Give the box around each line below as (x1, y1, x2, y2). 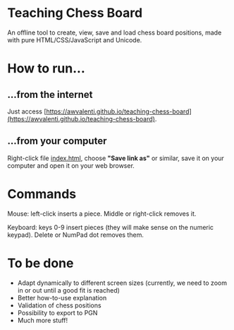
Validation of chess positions (17, 301, 101, 310)
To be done (7, 255, 74, 271)
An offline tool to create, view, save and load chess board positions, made (7, 28, 222, 37)
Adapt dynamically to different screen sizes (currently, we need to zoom (17, 279, 228, 287)
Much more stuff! (17, 316, 68, 324)
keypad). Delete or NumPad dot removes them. (7, 231, 144, 239)
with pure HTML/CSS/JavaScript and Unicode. (7, 35, 142, 44)
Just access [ (7, 107, 47, 116)
